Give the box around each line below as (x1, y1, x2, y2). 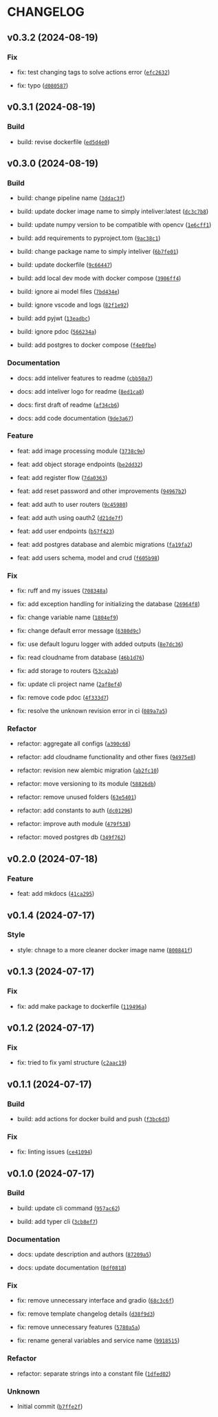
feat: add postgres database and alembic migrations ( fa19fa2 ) (17, 540, 193, 548)
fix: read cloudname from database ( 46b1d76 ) (17, 653, 144, 662)
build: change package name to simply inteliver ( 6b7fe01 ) (17, 248, 179, 256)
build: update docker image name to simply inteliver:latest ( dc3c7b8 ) (17, 208, 209, 216)
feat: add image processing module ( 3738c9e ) (17, 446, 146, 455)
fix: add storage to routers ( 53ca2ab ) (17, 667, 119, 675)
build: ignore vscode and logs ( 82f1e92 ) (17, 301, 129, 309)
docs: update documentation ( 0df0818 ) (17, 1263, 127, 1272)
